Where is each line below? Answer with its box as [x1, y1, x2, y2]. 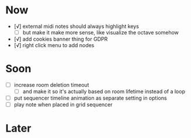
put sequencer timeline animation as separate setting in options [13, 94, 167, 102]
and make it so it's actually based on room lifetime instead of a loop [22, 88, 185, 95]
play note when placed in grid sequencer [13, 101, 113, 108]
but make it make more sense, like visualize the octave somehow [22, 29, 179, 36]
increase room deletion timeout [13, 81, 89, 88]
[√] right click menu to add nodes [13, 42, 95, 48]
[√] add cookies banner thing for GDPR [13, 36, 108, 43]
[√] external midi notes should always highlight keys [13, 23, 140, 30]
